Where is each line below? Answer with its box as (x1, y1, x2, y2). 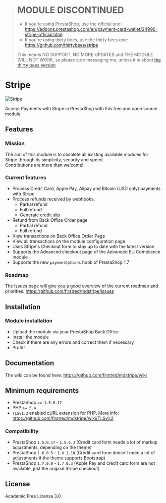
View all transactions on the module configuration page (12, 238, 125, 244)
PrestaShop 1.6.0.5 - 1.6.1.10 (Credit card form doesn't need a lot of (12, 449, 155, 455)
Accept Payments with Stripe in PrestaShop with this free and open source (5, 105, 158, 111)
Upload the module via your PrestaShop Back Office (12, 328, 119, 334)
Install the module (12, 334, 49, 340)
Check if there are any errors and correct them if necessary (12, 339, 134, 345)
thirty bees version (17, 62, 56, 68)
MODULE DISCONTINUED (17, 4, 124, 16)
